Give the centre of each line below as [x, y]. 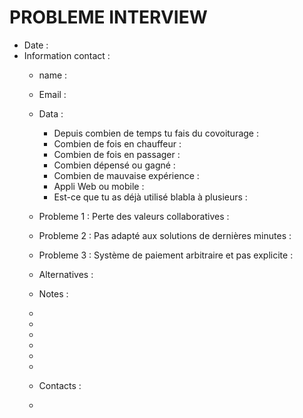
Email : [52, 94]
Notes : [53, 293]
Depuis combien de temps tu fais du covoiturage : [156, 133]
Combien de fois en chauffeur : [117, 143]
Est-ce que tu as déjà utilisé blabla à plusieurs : [150, 197]
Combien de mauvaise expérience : [126, 175]
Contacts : [60, 385]
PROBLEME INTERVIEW [108, 17]
